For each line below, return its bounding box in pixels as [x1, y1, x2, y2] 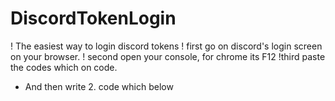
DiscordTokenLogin [10, 7, 177, 30]
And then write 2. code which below [24, 80, 174, 92]
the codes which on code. [10, 61, 118, 73]
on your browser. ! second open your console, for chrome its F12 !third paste [10, 50, 326, 62]
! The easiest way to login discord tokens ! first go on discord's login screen [10, 40, 323, 52]
